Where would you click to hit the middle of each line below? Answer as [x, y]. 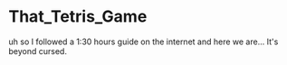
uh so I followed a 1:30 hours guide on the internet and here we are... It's [143, 42]
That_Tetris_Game [78, 17]
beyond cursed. [38, 51]
